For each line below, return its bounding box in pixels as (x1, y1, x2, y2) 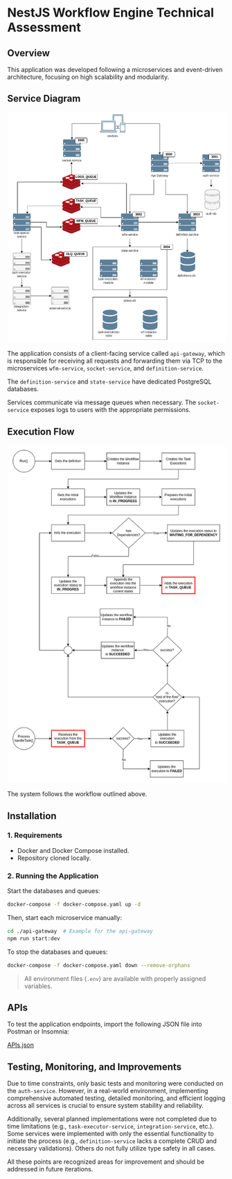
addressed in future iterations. (7, 1165, 93, 1173)
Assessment (7, 19, 81, 35)
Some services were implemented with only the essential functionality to (7, 1130, 215, 1138)
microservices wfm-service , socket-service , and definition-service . (7, 364, 204, 372)
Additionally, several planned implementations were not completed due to (7, 1115, 217, 1123)
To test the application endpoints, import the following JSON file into (7, 1020, 202, 1029)
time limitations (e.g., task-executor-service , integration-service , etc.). (7, 1122, 215, 1131)
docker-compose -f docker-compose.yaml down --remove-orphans (7, 962, 190, 969)
